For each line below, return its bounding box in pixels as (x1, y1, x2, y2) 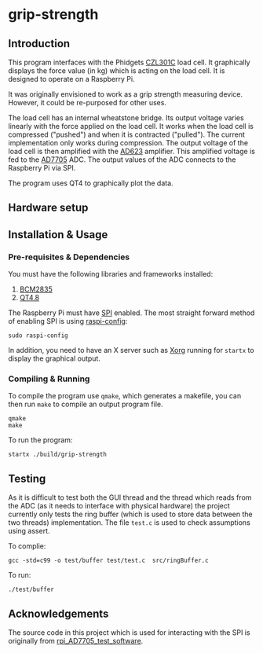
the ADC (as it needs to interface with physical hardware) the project (8, 501, 230, 511)
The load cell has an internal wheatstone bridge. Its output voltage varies (8, 113, 245, 123)
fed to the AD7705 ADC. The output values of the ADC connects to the (8, 155, 236, 164)
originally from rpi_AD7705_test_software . (8, 636, 144, 645)
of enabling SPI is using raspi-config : (8, 317, 128, 326)
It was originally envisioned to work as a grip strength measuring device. (8, 90, 243, 99)
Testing (8, 471, 46, 485)
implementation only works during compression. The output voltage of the (8, 138, 249, 147)
